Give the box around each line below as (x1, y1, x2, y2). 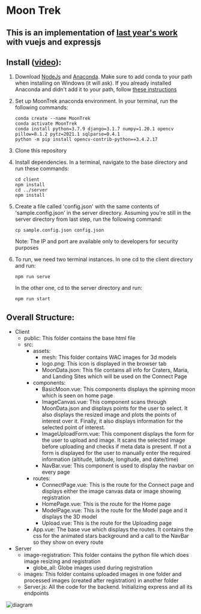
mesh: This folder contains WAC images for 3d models (41, 354, 177, 361)
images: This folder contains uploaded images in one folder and (23, 571, 182, 578)
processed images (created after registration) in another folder (23, 577, 179, 584)
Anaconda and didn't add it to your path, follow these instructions (14, 86, 177, 93)
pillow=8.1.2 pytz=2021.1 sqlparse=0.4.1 (14, 131, 120, 137)
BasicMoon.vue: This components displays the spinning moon (41, 385, 196, 393)
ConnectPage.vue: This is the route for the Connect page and (41, 481, 194, 489)
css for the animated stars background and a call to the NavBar (32, 532, 190, 540)
